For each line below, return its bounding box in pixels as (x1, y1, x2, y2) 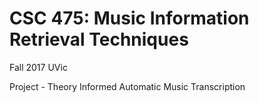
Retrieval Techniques (9, 28, 189, 51)
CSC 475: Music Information (9, 7, 250, 30)
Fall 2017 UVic (9, 61, 68, 73)
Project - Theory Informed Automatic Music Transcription (9, 80, 246, 92)
